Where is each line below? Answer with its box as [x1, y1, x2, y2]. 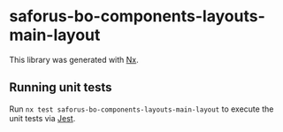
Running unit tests [9, 80, 112, 95]
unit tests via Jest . [9, 113, 76, 123]
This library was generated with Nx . [9, 54, 139, 65]
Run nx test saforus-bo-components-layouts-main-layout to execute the [9, 104, 274, 114]
